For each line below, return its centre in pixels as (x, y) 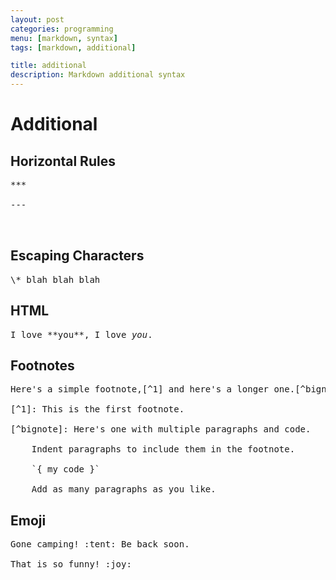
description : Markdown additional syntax (98, 75)
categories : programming (62, 29)
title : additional (48, 66)
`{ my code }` (66, 469)
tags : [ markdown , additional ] (73, 47)
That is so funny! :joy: (71, 564)
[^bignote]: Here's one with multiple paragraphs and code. (161, 429)
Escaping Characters (77, 256)
